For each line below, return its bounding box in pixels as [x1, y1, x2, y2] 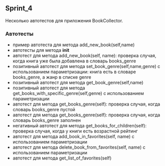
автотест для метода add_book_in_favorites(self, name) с [12, 134, 135, 140]
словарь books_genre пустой [12, 107, 75, 113]
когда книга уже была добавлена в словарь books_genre [12, 58, 136, 64]
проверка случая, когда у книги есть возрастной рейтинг [12, 128, 138, 134]
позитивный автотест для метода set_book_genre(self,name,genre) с [12, 63, 160, 70]
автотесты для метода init [12, 47, 70, 53]
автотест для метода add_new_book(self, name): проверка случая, [12, 53, 156, 59]
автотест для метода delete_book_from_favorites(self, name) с [12, 144, 146, 150]
